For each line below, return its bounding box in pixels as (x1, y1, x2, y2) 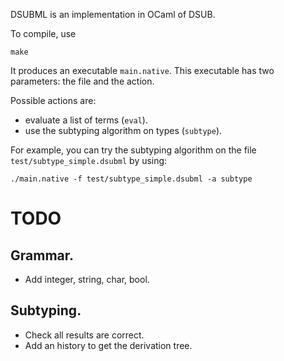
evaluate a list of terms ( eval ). (24, 114, 148, 126)
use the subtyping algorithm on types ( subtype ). (24, 125, 223, 136)
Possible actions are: (10, 95, 97, 106)
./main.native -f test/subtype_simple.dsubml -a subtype (10, 174, 253, 184)
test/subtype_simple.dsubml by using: (10, 155, 168, 166)
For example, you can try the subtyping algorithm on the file (10, 144, 257, 156)
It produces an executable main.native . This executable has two (10, 65, 275, 76)
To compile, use (10, 28, 77, 39)
